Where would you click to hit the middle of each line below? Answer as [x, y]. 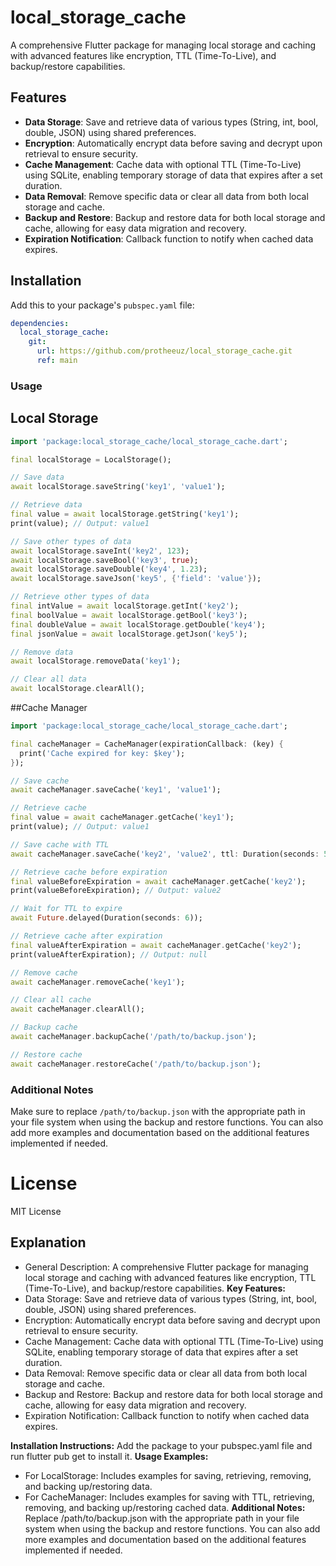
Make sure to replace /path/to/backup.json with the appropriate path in [158, 1111]
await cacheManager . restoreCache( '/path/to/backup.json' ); [136, 1064]
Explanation [48, 1242]
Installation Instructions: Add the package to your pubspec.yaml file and [161, 1445]
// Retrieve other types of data [80, 597]
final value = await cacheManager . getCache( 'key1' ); [122, 817]
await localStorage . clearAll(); [77, 689]
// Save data [37, 477]
